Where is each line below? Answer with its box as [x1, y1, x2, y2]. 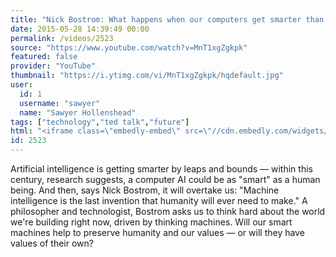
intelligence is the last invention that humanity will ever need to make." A [10, 195, 308, 206]
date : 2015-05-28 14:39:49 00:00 [10, 24, 150, 34]
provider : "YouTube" [10, 61, 97, 71]
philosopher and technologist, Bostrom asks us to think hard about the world [10, 206, 326, 217]
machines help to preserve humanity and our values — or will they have [10, 227, 305, 238]
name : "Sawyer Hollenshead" [19, 107, 137, 118]
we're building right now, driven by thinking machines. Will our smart [10, 216, 293, 228]
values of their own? [10, 237, 94, 249]
